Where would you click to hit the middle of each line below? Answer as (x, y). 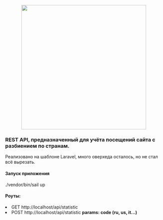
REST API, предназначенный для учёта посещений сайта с (80, 139)
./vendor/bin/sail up (25, 185)
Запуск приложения (27, 173)
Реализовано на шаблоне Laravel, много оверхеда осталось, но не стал (81, 157)
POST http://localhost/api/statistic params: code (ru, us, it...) (75, 212)
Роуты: (13, 196)
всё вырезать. (20, 162)
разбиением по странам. (37, 146)
